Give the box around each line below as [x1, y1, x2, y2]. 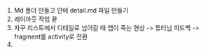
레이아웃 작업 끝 [13, 15, 57, 23]
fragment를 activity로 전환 [13, 32, 88, 41]
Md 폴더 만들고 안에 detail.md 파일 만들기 [13, 6, 129, 14]
